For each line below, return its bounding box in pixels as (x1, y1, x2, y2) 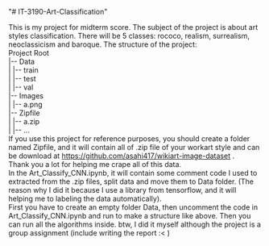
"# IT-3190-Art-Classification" (8, 7, 108, 16)
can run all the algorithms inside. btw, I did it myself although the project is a (8, 219, 262, 229)
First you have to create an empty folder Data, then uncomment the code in (8, 202, 259, 212)
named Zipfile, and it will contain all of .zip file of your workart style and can (8, 143, 260, 152)
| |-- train (8, 65, 39, 75)
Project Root (8, 48, 50, 57)
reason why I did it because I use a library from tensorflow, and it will (8, 186, 237, 194)
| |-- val (8, 82, 34, 92)
